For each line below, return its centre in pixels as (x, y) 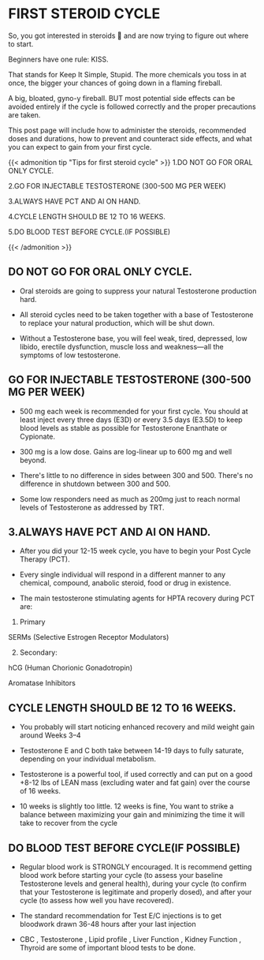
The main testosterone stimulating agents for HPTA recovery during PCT (137, 598)
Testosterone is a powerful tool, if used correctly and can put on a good (136, 775)
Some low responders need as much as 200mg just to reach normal (130, 499)
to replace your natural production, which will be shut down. (117, 323)
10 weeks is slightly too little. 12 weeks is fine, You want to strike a (126, 806)
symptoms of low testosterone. (70, 355)
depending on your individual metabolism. (87, 759)
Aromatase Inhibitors (42, 683)
